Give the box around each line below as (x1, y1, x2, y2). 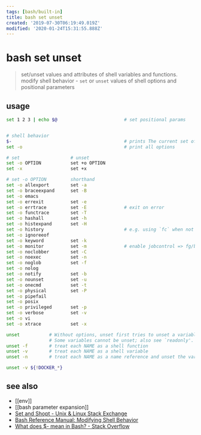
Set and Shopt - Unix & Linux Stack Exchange (14, 410, 127, 417)
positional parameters (20, 84, 75, 91)
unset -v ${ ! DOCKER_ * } (6, 365, 63, 371)
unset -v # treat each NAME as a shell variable (6, 348, 148, 354)
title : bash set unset (6, 14, 63, 20)
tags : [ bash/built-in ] (6, 8, 63, 15)
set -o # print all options (6, 144, 175, 150)
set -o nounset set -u (6, 276, 87, 283)
